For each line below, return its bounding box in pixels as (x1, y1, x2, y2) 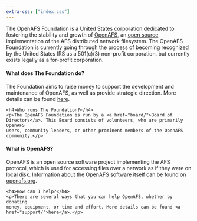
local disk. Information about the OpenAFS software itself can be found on (6, 171, 187, 178)
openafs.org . (6, 177, 37, 184)
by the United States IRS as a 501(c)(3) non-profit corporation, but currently (6, 50, 190, 57)
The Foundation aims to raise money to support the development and (6, 83, 174, 90)
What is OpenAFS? (6, 145, 54, 152)
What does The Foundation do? (6, 70, 85, 77)
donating (6, 199, 28, 205)
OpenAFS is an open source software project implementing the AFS (6, 158, 170, 165)
